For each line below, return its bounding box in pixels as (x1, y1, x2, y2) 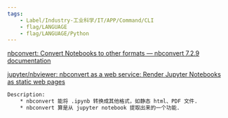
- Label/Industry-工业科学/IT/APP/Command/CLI (20, 17, 154, 24)
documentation (7, 57, 51, 65)
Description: (7, 91, 46, 98)
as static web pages (7, 78, 65, 86)
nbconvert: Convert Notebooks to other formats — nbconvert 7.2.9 (7, 49, 200, 58)
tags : (7, 10, 23, 18)
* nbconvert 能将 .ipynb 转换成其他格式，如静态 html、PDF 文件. (20, 98, 198, 105)
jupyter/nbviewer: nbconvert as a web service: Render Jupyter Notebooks (7, 70, 221, 79)
